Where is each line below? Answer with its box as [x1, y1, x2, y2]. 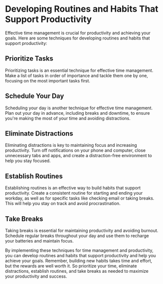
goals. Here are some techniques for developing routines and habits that [5, 35, 150, 41]
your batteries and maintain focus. [5, 238, 74, 243]
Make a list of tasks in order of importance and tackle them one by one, [5, 72, 148, 79]
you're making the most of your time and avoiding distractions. [5, 115, 131, 121]
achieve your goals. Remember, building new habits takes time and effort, [5, 258, 152, 264]
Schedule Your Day [5, 92, 64, 101]
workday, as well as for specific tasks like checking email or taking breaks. [5, 195, 155, 201]
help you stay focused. [5, 158, 51, 164]
